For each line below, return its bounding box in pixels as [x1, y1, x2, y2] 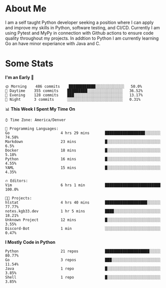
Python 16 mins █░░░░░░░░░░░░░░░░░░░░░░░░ [5, 156, 161, 161]
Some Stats [5, 58, 54, 70]
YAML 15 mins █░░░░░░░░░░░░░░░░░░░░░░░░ [5, 165, 161, 170]
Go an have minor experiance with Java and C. [5, 40, 101, 46]
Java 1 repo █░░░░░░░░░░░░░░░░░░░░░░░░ [5, 266, 161, 271]
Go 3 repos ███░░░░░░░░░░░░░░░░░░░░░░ [5, 257, 161, 262]
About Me [5, 3, 47, 14]
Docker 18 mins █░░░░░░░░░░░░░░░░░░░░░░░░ [5, 147, 161, 153]
